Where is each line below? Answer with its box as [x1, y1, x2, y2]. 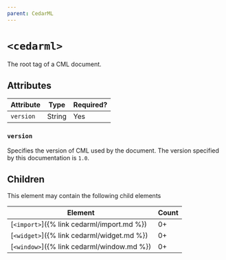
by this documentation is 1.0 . [7, 153, 89, 162]
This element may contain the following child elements [7, 192, 161, 200]
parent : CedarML [7, 10, 54, 17]
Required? [73, 100, 108, 110]
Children [7, 173, 45, 186]
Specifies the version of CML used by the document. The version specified [7, 146, 220, 155]
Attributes [7, 80, 52, 91]
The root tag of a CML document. [7, 60, 102, 68]
